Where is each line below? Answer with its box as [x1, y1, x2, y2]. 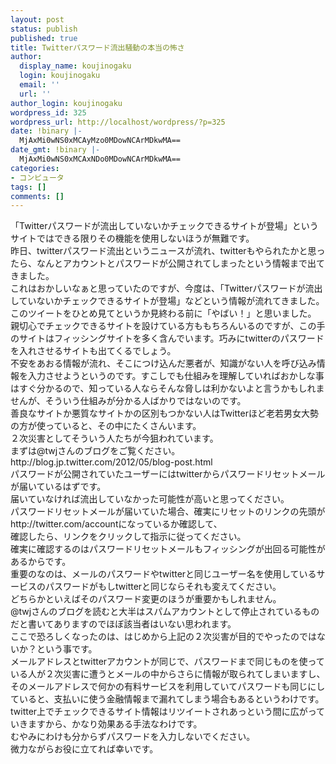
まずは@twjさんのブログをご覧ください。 [10, 445, 181, 457]
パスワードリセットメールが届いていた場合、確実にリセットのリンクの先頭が [10, 506, 326, 518]
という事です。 [36, 643, 98, 655]
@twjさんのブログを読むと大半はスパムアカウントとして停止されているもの [10, 606, 320, 618]
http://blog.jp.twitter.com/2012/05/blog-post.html [10, 456, 213, 468]
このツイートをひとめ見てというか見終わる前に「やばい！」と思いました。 [10, 307, 317, 320]
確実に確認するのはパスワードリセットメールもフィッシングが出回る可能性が [10, 543, 326, 555]
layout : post [10, 14, 65, 25]
